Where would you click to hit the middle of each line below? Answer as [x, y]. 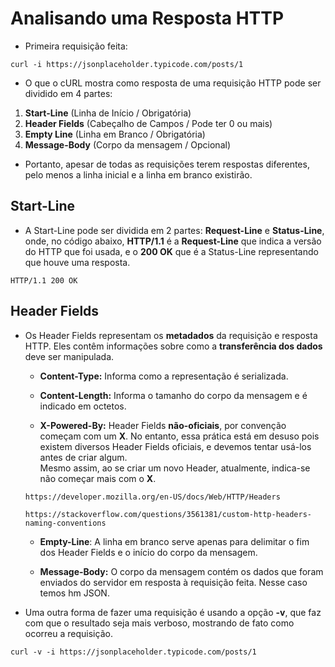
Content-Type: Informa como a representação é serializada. [164, 376]
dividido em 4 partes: [68, 93]
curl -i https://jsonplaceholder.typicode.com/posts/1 [127, 64]
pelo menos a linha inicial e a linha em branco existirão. [138, 174]
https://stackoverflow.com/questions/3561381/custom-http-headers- [168, 514]
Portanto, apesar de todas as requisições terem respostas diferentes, [167, 164]
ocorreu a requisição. [68, 633]
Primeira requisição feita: [76, 46]
